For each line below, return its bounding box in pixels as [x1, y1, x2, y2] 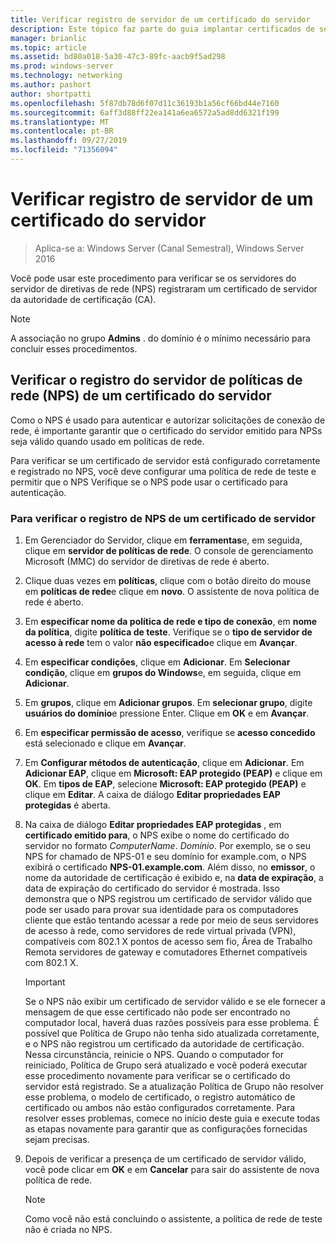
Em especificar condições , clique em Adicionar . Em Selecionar [24, 656, 291, 668]
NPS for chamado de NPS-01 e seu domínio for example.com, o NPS [24, 850, 307, 862]
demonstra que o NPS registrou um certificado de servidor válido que [24, 892, 313, 905]
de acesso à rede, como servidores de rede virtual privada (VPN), [24, 924, 297, 936]
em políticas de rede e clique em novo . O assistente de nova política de [24, 585, 320, 597]
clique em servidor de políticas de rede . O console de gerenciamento [24, 544, 314, 556]
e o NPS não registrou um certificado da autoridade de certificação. [24, 1037, 305, 1050]
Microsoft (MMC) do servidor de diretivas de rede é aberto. [24, 555, 270, 567]
